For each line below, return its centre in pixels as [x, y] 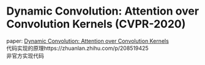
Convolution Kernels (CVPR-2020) [96, 24]
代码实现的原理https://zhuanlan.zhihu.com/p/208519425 [77, 48]
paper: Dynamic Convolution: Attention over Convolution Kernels [88, 41]
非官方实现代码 [25, 55]
